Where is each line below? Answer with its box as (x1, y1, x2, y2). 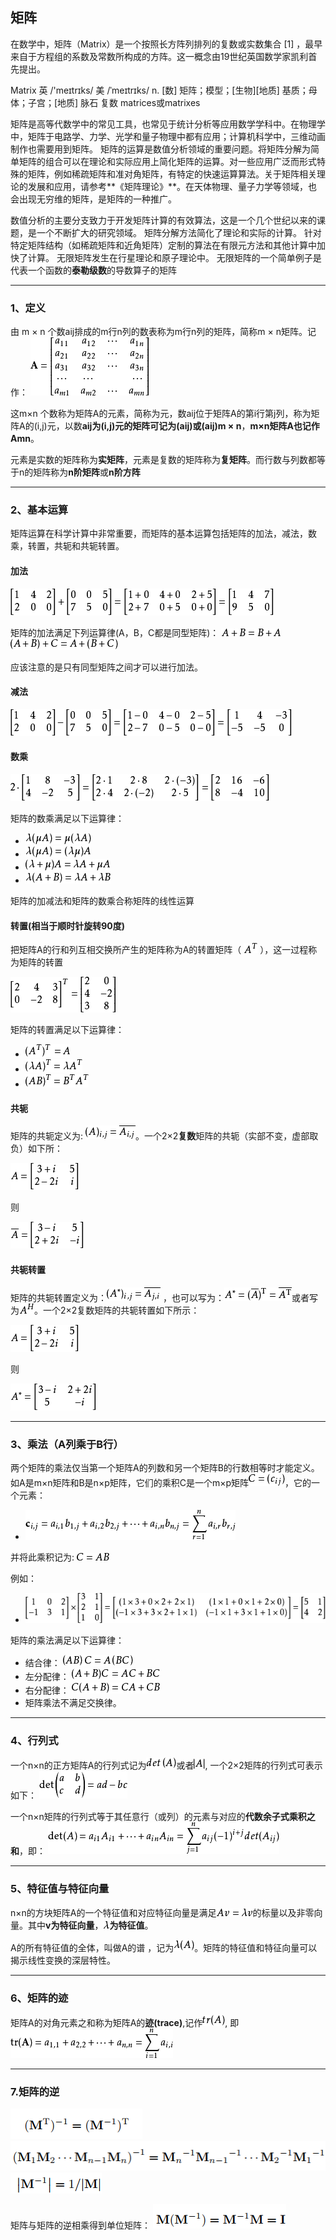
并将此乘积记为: (10, 1551, 75, 1563)
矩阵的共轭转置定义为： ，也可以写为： (10, 1291, 225, 1303)
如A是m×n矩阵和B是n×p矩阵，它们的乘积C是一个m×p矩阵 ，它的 (10, 1476, 312, 1488)
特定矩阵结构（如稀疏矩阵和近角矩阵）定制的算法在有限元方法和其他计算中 (10, 239, 317, 251)
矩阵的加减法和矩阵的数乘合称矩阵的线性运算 (10, 895, 195, 907)
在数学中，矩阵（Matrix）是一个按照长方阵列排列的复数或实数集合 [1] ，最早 (10, 38, 323, 50)
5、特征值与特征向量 (10, 1882, 110, 1896)
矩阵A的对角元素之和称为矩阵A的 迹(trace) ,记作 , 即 (10, 2016, 240, 2028)
